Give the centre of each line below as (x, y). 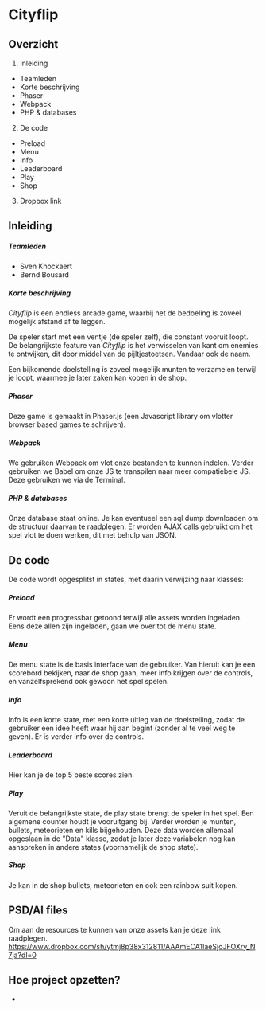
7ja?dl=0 (23, 955)
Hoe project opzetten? (64, 980)
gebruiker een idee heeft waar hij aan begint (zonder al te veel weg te (122, 728)
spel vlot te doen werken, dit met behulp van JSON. (93, 535)
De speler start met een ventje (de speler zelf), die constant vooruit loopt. (128, 337)
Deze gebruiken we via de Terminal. (67, 480)
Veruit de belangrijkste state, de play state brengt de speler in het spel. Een (131, 813)
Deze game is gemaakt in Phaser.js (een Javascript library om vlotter (121, 417)
